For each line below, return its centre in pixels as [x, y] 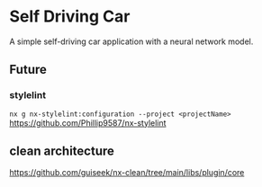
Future [28, 70]
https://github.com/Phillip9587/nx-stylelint [88, 122]
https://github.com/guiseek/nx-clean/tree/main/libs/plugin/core [127, 173]
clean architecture [62, 151]
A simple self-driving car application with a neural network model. [131, 41]
